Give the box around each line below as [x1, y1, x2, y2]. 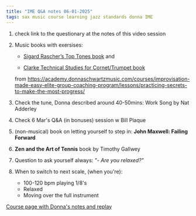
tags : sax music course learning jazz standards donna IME [6, 14, 153, 20]
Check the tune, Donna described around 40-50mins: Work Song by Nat [14, 99, 190, 106]
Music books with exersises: [14, 41, 83, 48]
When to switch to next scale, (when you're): [14, 168, 123, 175]
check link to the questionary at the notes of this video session [14, 30, 166, 37]
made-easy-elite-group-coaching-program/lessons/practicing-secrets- [14, 81, 187, 88]
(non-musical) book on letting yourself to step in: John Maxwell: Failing [14, 128, 188, 135]
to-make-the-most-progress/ [14, 88, 85, 95]
